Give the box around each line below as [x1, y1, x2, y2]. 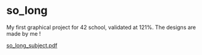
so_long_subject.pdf [6, 42, 58, 49]
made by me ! [6, 30, 41, 37]
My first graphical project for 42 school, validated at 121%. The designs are [6, 24, 196, 31]
